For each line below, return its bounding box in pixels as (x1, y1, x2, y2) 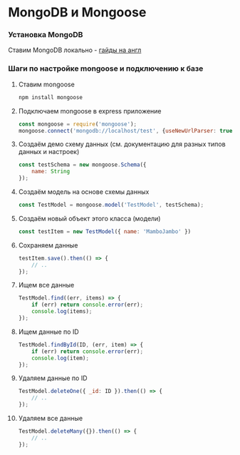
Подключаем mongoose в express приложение (18, 106, 162, 115)
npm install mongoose (18, 93, 83, 101)
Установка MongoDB (8, 30, 83, 40)
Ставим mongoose (18, 80, 75, 88)
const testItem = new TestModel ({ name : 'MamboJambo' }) (18, 227, 192, 235)
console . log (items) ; (31, 308, 93, 315)
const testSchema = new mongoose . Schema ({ (18, 161, 147, 168)
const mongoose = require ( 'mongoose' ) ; (18, 121, 137, 128)
